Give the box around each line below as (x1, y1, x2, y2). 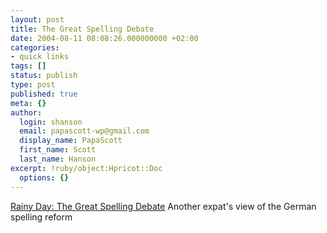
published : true (10, 89, 78, 99)
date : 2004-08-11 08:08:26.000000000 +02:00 (10, 33, 199, 43)
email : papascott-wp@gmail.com (19, 126, 150, 136)
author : (10, 107, 43, 118)
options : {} (19, 172, 70, 183)
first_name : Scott (19, 145, 97, 155)
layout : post (10, 14, 65, 25)
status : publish (10, 71, 78, 81)
